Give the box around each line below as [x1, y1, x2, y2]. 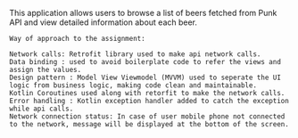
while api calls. [9, 104, 74, 113]
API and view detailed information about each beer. [9, 17, 198, 28]
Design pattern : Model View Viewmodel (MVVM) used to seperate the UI [9, 73, 281, 82]
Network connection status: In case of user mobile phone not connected [9, 112, 286, 121]
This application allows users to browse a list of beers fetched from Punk [9, 8, 277, 18]
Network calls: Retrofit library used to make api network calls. [9, 50, 261, 59]
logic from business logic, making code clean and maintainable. [9, 81, 257, 90]
